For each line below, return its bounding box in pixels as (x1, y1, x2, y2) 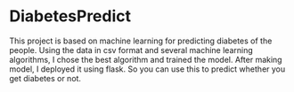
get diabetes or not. (9, 73, 82, 83)
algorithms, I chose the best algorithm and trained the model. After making (9, 54, 282, 65)
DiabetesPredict (9, 6, 132, 27)
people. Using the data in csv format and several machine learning (9, 44, 254, 55)
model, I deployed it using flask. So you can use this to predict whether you (9, 64, 286, 74)
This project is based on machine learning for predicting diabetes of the (9, 35, 273, 46)
